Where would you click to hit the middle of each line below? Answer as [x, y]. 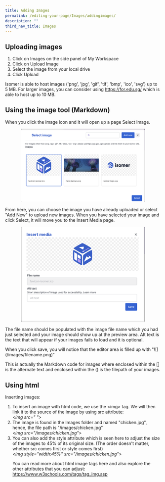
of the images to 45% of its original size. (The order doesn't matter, [81, 443]
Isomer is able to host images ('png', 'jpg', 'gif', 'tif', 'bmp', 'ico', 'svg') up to [81, 84]
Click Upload [25, 75]
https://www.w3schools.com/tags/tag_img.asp [60, 474]
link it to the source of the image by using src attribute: [68, 412]
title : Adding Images [27, 10]
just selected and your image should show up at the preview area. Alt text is [82, 335]
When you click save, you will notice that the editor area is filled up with [78, 349]
